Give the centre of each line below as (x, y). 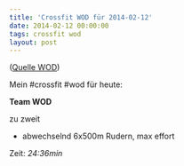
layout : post (33, 42)
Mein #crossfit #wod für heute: (66, 84)
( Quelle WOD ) (35, 67)
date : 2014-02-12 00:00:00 (59, 26)
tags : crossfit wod (45, 34)
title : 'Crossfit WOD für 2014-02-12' (81, 17)
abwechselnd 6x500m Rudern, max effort (98, 136)
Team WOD (31, 102)
